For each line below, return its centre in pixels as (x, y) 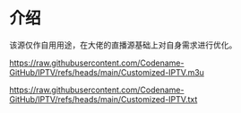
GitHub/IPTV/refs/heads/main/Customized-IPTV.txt (103, 99)
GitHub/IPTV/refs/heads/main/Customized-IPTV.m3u (107, 72)
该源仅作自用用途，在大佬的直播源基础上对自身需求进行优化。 (123, 45)
